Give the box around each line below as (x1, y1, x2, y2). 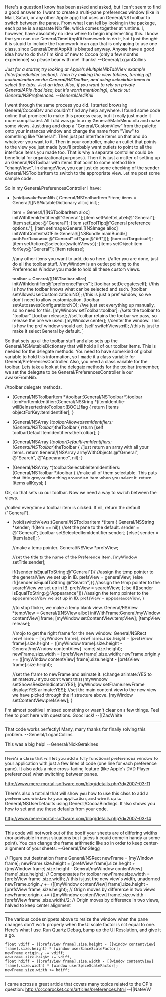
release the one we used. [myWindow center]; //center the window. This (12, 318, 160, 323)
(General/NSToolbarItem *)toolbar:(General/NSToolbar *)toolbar (12, 394, 143, 399)
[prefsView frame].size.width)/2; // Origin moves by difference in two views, (5, 897, 160, 903)
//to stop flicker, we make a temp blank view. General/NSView (12, 605, 138, 610)
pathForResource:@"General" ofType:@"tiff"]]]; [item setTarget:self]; (12, 236, 153, 241)
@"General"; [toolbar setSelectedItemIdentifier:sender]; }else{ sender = (12, 530, 159, 535)
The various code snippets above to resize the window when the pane (5, 917, 148, 922)
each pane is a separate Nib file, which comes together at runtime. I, (5, 25, 144, 31)
